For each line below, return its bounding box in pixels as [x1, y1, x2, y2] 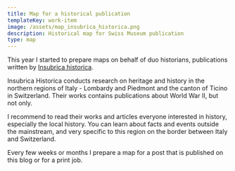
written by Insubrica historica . [7, 63, 94, 71]
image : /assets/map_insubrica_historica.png [7, 23, 140, 30]
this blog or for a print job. [7, 156, 83, 165]
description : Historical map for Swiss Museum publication [7, 29, 184, 37]
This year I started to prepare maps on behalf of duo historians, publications [7, 55, 228, 64]
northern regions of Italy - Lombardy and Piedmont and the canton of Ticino [7, 84, 228, 93]
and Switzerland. [7, 135, 56, 144]
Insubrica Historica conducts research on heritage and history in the [7, 76, 205, 85]
